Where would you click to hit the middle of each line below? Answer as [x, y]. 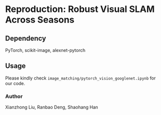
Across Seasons [40, 20]
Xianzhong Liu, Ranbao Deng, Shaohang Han [52, 107]
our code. [15, 83]
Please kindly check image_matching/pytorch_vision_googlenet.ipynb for [80, 78]
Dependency [26, 38]
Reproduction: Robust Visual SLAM [80, 9]
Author [14, 96]
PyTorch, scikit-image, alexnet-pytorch [45, 50]
